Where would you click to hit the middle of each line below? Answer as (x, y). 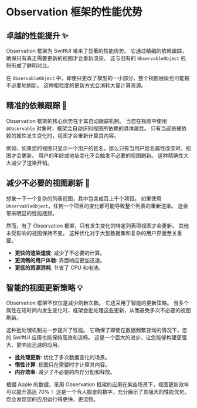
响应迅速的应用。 (42, 345)
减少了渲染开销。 (32, 163)
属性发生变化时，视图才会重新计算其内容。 (67, 135)
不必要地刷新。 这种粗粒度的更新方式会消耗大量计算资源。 (76, 85)
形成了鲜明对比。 (32, 66)
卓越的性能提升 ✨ (37, 36)
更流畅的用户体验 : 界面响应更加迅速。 (60, 260)
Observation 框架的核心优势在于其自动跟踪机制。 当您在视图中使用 (86, 121)
